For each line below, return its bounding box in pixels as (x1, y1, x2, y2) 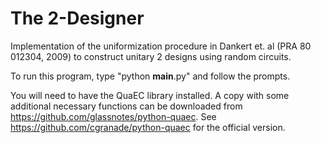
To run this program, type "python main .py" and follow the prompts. (10, 70, 291, 82)
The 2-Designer (10, 7, 145, 30)
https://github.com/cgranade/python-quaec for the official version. (10, 121, 286, 133)
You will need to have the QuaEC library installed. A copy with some (10, 89, 290, 101)
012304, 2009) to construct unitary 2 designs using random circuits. (10, 50, 292, 62)
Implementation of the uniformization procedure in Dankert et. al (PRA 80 (10, 40, 312, 52)
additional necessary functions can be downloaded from (10, 100, 243, 112)
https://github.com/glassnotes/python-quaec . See (10, 110, 217, 122)
